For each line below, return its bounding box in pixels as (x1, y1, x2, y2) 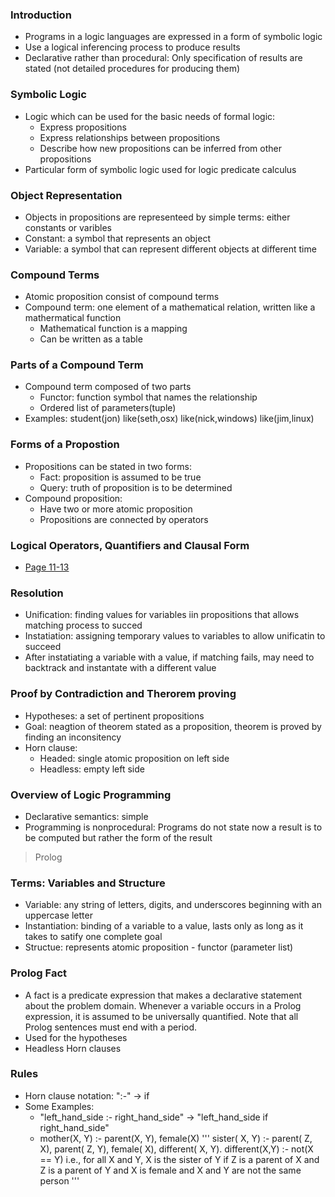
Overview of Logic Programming (10, 788, 172, 802)
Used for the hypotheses (24, 1031, 128, 1043)
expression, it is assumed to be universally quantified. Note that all (24, 1010, 299, 1022)
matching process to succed (24, 619, 143, 632)
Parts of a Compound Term (10, 358, 144, 372)
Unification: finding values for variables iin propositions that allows (24, 609, 300, 621)
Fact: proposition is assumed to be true (39, 471, 202, 483)
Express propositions (39, 121, 127, 133)
